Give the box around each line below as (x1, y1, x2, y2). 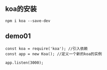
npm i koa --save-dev (5, 18, 51, 23)
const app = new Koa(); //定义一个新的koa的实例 (5, 51, 102, 56)
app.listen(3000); (5, 60, 44, 65)
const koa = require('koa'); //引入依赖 (5, 46, 88, 51)
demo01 (5, 32, 31, 40)
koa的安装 (5, 4, 37, 13)
